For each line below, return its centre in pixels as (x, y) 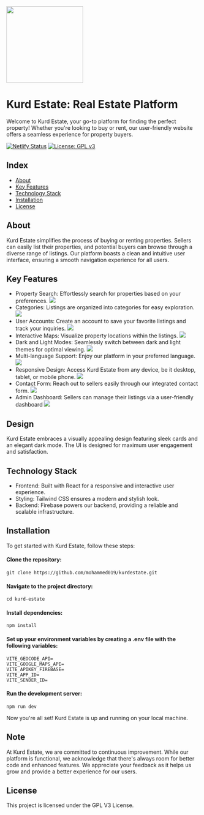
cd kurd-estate (26, 599)
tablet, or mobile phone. (45, 377)
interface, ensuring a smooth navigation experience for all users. (88, 260)
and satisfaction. (27, 452)
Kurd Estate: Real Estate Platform (92, 104)
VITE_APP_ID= (23, 675)
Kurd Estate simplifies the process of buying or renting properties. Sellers (99, 240)
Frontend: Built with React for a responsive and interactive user (95, 486)
